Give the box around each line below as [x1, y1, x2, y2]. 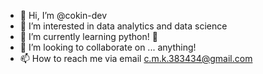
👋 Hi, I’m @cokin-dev [19, 10, 108, 21]
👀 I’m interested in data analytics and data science [19, 20, 228, 32]
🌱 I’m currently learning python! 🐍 [19, 31, 158, 42]
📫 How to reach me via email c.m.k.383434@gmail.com [19, 53, 253, 64]
